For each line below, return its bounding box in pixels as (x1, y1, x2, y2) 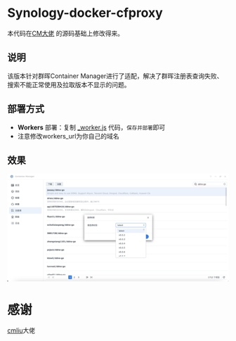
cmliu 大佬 (7, 326, 36, 335)
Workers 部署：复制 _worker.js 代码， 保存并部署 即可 (17, 123, 166, 131)
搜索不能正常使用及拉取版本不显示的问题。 (7, 80, 131, 89)
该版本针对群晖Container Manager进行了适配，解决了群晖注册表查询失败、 (7, 72, 223, 80)
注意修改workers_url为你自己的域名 (17, 131, 119, 140)
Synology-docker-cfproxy (7, 5, 163, 21)
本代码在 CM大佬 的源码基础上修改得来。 (7, 29, 124, 37)
